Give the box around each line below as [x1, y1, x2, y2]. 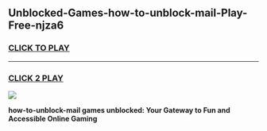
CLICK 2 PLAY [8, 72, 64, 83]
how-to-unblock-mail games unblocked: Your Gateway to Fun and [8, 105, 230, 114]
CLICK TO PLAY [8, 43, 70, 54]
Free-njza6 [8, 19, 64, 33]
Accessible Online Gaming [8, 114, 98, 123]
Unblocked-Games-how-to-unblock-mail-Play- [8, 6, 248, 20]
